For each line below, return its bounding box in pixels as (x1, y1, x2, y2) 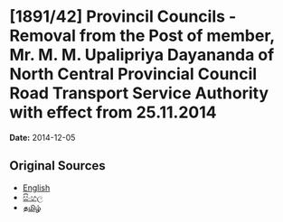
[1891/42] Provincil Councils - (9, 6, 237, 27)
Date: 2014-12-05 (9, 132, 76, 143)
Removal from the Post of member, (9, 25, 276, 46)
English (22, 182, 51, 193)
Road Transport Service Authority (9, 83, 269, 104)
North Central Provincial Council (9, 64, 258, 85)
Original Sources (9, 158, 106, 173)
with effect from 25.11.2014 (9, 102, 217, 123)
